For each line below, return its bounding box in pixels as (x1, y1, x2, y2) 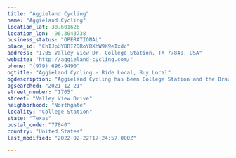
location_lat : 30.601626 (7, 23, 80, 30)
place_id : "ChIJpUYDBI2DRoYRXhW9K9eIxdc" (7, 43, 131, 50)
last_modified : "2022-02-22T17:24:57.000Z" (7, 134, 137, 141)
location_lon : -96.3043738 (7, 29, 86, 37)
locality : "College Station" (7, 108, 93, 115)
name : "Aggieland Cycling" (7, 17, 86, 24)
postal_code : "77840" (7, 121, 71, 129)
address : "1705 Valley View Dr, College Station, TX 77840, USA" (7, 50, 202, 57)
